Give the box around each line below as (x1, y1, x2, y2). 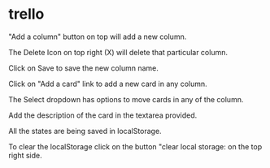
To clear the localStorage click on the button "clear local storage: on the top (8, 141, 263, 151)
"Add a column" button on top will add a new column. (8, 32, 187, 41)
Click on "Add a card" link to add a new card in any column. (8, 79, 207, 88)
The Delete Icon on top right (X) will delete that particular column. (8, 47, 228, 57)
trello (8, 5, 45, 24)
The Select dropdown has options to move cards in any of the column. (8, 94, 244, 104)
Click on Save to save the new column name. (8, 62, 159, 73)
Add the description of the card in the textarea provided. (8, 110, 198, 120)
